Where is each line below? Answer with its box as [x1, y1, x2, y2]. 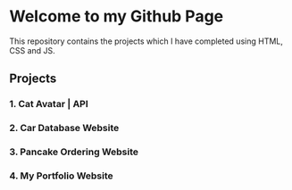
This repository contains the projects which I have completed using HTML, [9, 36, 284, 46]
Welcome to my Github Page [9, 6, 224, 27]
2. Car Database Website [9, 122, 120, 135]
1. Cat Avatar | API [9, 98, 89, 111]
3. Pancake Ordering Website [9, 145, 139, 158]
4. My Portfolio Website [9, 169, 113, 182]
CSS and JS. [9, 45, 55, 55]
